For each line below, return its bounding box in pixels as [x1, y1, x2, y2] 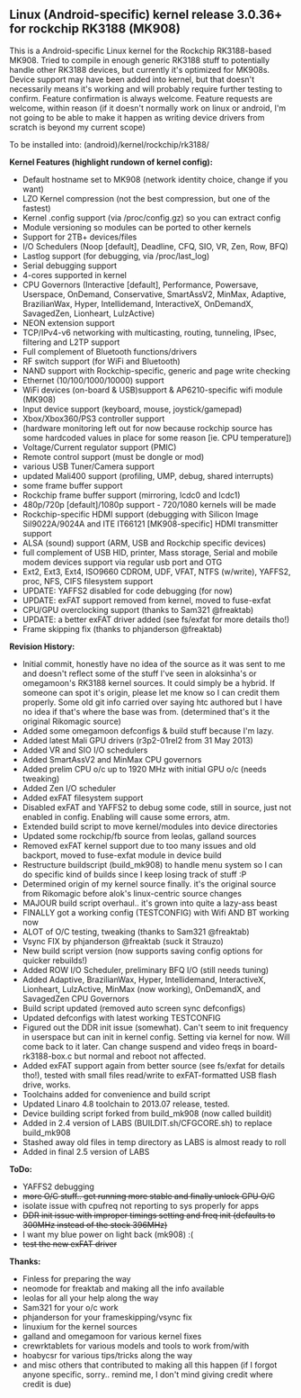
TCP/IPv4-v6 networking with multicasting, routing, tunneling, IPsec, [22, 327, 277, 338]
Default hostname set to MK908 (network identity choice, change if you [22, 174, 288, 185]
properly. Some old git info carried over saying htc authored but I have [22, 697, 283, 708]
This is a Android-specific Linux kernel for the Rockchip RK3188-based [9, 45, 272, 56]
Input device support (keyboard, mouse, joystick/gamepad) [22, 403, 243, 414]
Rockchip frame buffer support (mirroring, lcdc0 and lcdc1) [22, 490, 241, 501]
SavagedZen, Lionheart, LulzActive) [22, 308, 155, 319]
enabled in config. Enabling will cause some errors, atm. [22, 811, 231, 822]
